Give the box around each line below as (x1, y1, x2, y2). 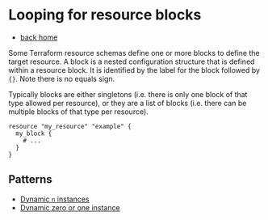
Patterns (8, 172, 52, 187)
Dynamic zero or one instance (19, 202, 120, 212)
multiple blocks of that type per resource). (8, 107, 149, 116)
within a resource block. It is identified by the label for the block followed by (8, 65, 261, 74)
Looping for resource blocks (8, 6, 202, 24)
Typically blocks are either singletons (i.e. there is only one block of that (8, 89, 248, 99)
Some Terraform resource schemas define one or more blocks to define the (8, 48, 260, 57)
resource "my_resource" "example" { (8, 122, 132, 130)
